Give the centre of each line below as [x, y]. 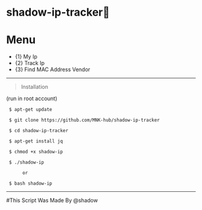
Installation [35, 87]
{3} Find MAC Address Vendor [53, 69]
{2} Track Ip [30, 63]
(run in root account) [32, 98]
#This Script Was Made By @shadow [52, 200]
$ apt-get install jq [36, 141]
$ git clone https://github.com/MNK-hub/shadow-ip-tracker [84, 120]
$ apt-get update [30, 110]
